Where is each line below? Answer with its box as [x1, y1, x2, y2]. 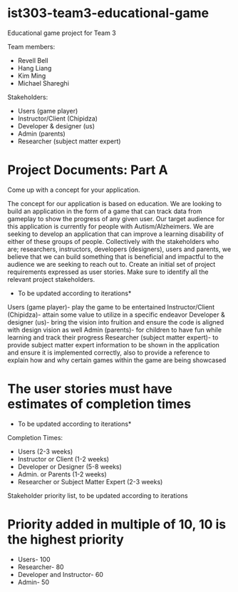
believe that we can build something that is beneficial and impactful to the [7, 252, 224, 261]
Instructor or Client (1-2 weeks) [17, 454, 109, 463]
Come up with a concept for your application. [7, 185, 140, 194]
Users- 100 [17, 555, 51, 563]
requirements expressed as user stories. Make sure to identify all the [7, 267, 209, 276]
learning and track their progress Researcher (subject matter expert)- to [7, 333, 219, 342]
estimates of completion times [7, 396, 191, 412]
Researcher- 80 [17, 562, 64, 571]
